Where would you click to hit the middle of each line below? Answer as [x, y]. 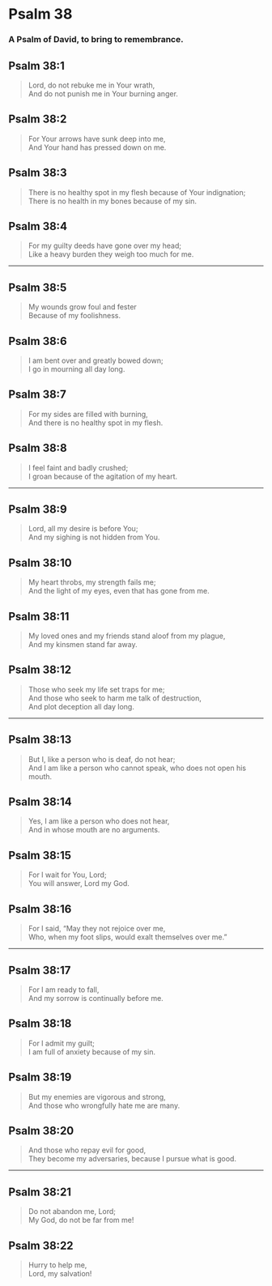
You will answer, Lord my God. [79, 884]
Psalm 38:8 [38, 448]
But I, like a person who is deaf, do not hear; [102, 759]
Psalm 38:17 [40, 970]
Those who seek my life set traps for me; [96, 689]
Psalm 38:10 [40, 562]
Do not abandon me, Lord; [72, 1211]
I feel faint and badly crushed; [78, 467]
